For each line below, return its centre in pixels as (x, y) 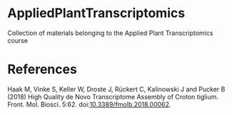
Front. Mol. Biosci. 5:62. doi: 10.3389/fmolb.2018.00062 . (89, 104)
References (42, 70)
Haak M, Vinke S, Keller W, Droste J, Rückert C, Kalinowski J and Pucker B (116, 89)
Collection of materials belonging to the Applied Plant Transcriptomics (110, 33)
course (18, 40)
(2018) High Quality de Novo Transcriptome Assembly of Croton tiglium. (113, 96)
